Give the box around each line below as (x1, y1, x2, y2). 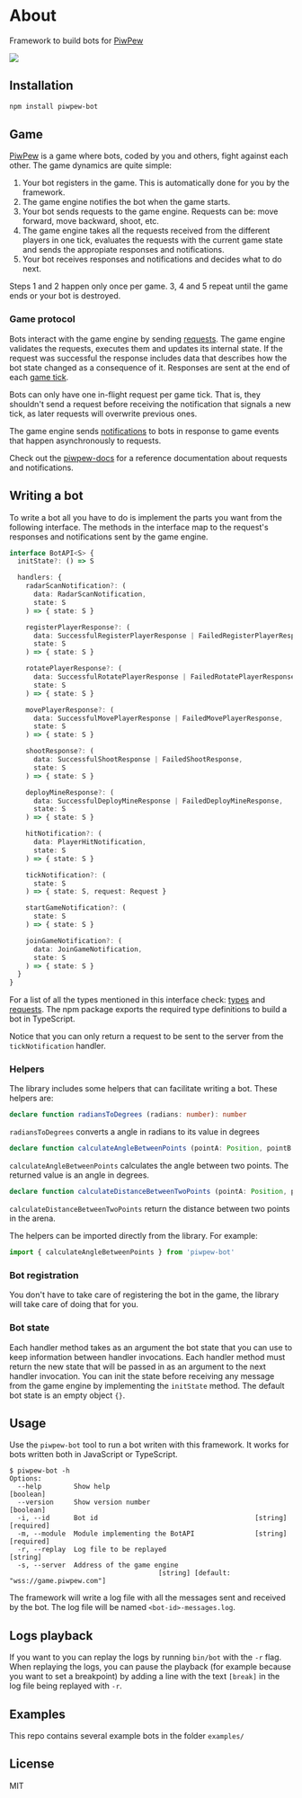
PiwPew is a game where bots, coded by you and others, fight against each (9, 150, 289, 162)
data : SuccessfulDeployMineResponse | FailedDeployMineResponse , (32, 797, 283, 806)
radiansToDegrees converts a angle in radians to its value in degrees (9, 1126, 261, 1137)
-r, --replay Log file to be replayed (17, 1545, 167, 1554)
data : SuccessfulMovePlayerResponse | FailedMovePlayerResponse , (32, 714, 283, 723)
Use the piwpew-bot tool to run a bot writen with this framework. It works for (9, 1439, 289, 1450)
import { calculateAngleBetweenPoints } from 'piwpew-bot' (9, 1248, 235, 1257)
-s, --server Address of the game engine (17, 1561, 179, 1570)
